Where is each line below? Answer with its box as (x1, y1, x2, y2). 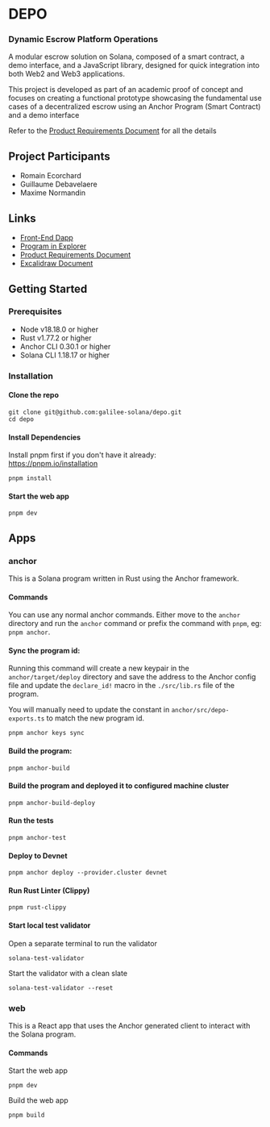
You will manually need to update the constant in (8, 705, 170, 715)
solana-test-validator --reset (8, 983, 114, 992)
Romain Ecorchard (19, 171, 82, 181)
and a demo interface (8, 111, 80, 120)
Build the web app (8, 1096, 69, 1105)
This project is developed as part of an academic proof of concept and (8, 85, 243, 94)
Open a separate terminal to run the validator (8, 938, 157, 948)
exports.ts (8, 715, 45, 723)
